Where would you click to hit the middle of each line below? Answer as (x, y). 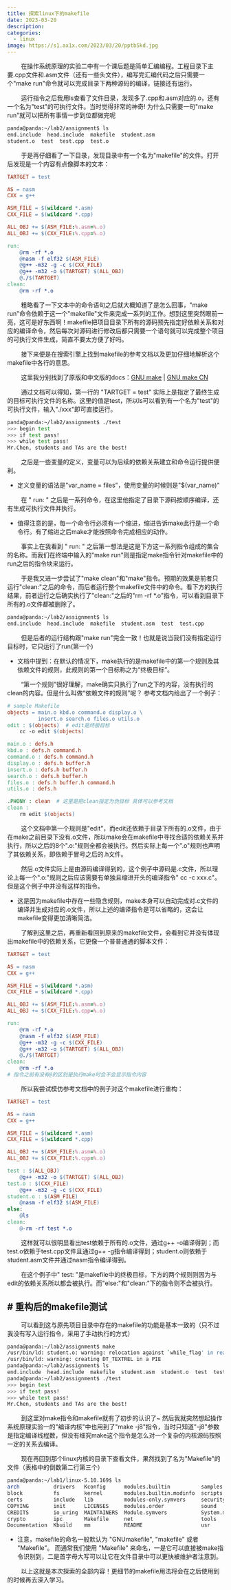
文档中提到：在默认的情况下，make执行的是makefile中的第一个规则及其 (118, 661)
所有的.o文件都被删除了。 (43, 604)
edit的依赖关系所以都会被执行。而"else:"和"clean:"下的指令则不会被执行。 (112, 1283)
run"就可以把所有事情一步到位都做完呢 (62, 115)
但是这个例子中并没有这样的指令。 (55, 886)
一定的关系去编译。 (34, 1444)
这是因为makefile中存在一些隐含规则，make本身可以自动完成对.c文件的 (118, 900)
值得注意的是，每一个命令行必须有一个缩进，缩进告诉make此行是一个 (115, 523)
